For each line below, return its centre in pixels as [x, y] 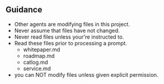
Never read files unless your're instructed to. [69, 37]
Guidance [24, 10]
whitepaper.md [41, 49]
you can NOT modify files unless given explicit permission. [86, 74]
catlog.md [35, 62]
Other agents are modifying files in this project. [72, 24]
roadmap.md [39, 55]
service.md [37, 69]
